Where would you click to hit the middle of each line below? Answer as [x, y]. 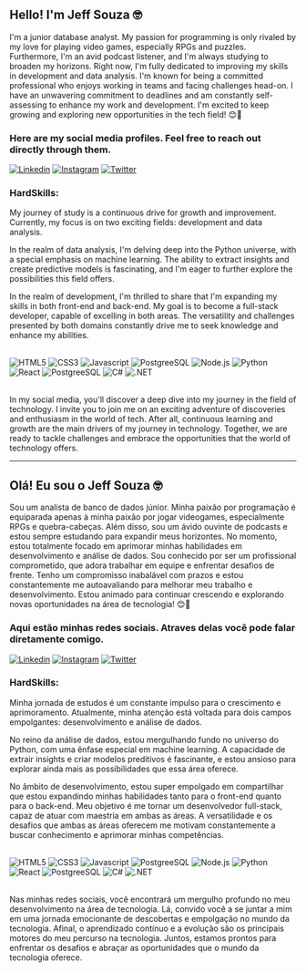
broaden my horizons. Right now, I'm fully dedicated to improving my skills [149, 66]
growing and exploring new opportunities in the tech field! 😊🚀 [126, 114]
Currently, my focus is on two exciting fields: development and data [136, 222]
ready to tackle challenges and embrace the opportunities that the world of [150, 439]
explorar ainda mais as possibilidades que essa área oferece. [124, 769]
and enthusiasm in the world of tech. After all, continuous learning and [141, 419]
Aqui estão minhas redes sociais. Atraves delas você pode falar [153, 628]
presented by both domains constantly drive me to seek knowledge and [144, 326]
